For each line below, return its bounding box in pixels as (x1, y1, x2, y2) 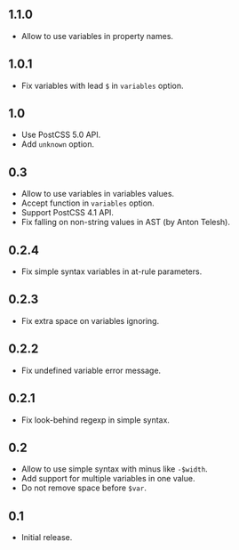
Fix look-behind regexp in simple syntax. (20, 414, 171, 425)
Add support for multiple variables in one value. (20, 473, 195, 484)
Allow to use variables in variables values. (20, 189, 175, 199)
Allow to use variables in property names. (20, 30, 174, 41)
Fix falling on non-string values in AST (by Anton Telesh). (20, 217, 230, 228)
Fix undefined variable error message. (20, 365, 162, 376)
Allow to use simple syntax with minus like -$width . (20, 464, 208, 474)
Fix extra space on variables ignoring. (20, 315, 160, 326)
